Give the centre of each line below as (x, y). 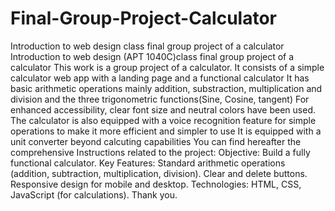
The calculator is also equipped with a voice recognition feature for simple (163, 120)
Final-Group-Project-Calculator (144, 18)
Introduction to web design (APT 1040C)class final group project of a (152, 56)
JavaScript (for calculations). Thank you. (94, 194)
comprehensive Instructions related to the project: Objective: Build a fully (160, 152)
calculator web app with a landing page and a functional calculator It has (160, 78)
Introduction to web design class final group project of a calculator (147, 46)
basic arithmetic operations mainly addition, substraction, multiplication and (166, 88)
